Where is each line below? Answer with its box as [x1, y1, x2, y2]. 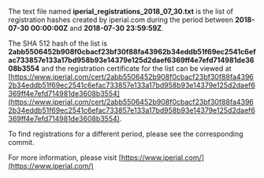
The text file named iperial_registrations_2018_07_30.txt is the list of [8, 7, 234, 16]
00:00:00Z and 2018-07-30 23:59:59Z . [30, 24, 164, 32]
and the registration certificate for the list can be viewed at [41, 64, 232, 73]
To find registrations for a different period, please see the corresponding [8, 129, 244, 139]
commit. [8, 138, 35, 146]
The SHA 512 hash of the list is [8, 39, 108, 48]
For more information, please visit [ [8, 153, 122, 162]
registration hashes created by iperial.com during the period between [8, 15, 234, 24]
